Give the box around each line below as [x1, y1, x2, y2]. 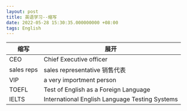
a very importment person [43, 76, 117, 84]
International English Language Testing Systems [43, 95, 178, 103]
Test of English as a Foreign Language [43, 86, 151, 94]
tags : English [6, 25, 42, 31]
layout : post [6, 8, 39, 15]
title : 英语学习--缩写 [6, 14, 57, 20]
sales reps [9, 66, 38, 74]
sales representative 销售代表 [43, 66, 126, 74]
